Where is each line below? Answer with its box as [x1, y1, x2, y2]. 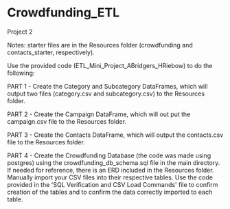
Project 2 [7, 27, 33, 36]
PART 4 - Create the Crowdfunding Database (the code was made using [7, 151, 211, 159]
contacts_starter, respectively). [7, 48, 95, 56]
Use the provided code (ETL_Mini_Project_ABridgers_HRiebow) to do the [7, 61, 213, 69]
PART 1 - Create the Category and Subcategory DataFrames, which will [7, 82, 208, 90]
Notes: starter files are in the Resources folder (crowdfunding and [7, 41, 194, 49]
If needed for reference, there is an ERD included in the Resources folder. [7, 166, 214, 174]
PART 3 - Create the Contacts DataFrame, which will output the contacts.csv [7, 131, 224, 139]
